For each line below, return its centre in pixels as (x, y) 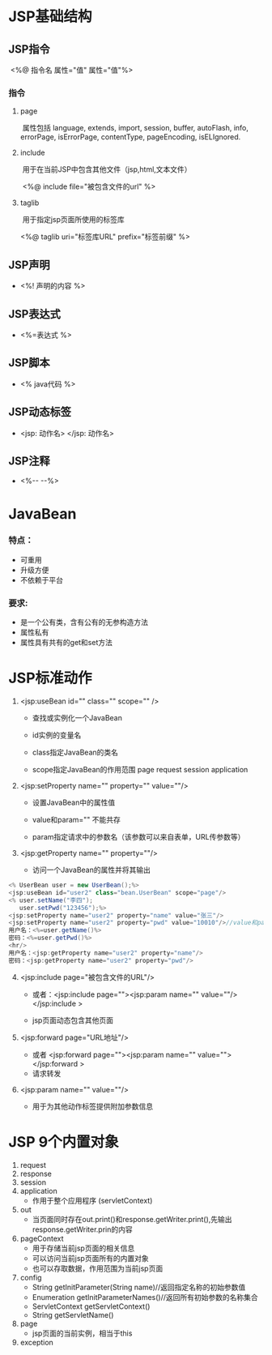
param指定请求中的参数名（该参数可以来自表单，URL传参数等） (138, 837)
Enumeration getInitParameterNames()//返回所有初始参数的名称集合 (145, 1297)
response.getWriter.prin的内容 (82, 1229)
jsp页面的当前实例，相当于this (82, 1333)
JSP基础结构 (50, 17)
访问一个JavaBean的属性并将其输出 (91, 870)
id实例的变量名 (57, 735)
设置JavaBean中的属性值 (74, 802)
